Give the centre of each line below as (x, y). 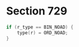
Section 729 (37, 11)
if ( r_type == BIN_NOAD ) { (40, 27)
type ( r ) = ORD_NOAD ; (42, 33)
